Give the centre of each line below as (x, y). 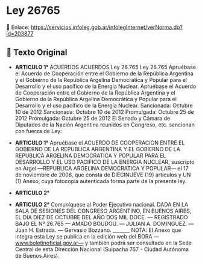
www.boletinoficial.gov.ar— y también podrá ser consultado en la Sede (103, 243)
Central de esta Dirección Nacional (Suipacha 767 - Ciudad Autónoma (102, 249)
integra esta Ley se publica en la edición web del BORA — (87, 236)
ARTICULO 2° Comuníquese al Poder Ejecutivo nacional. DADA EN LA (102, 204)
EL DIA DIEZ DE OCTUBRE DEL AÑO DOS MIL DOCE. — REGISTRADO (101, 217)
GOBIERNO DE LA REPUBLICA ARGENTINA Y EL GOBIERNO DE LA (98, 149)
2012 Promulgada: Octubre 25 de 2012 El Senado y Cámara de (93, 118)
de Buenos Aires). (37, 255)
